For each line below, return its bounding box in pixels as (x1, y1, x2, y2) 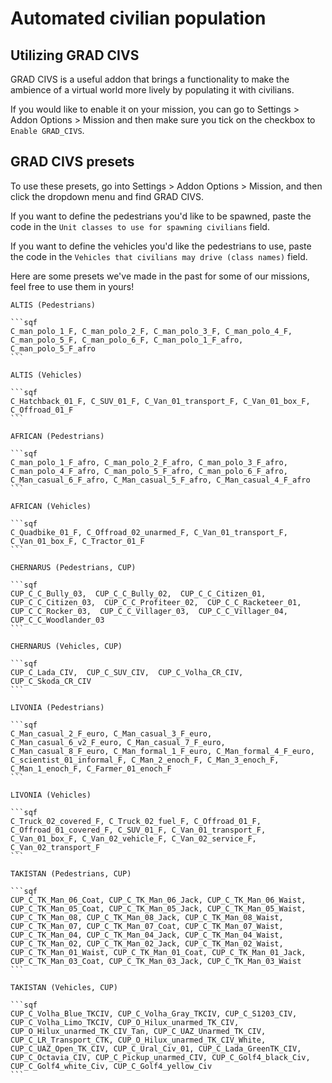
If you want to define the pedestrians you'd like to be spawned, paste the (10, 210, 312, 222)
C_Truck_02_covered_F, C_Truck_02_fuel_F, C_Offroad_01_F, (10, 816, 262, 826)
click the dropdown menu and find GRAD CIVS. (10, 190, 205, 202)
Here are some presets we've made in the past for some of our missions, (10, 270, 310, 282)
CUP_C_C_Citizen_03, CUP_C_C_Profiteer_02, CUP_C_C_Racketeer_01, (10, 597, 302, 607)
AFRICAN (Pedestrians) (10, 431, 105, 441)
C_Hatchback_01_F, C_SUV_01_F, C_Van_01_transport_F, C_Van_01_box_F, (10, 396, 311, 406)
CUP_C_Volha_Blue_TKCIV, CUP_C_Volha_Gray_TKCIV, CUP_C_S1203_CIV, (10, 1008, 298, 1019)
